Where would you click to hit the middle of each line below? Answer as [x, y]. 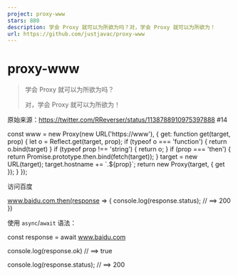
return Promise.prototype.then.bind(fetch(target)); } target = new [103, 156]
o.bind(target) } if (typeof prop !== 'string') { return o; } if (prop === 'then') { [119, 149]
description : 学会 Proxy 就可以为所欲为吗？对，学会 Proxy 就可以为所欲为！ [112, 27]
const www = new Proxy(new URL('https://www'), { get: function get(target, [119, 134]
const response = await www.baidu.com [67, 237]
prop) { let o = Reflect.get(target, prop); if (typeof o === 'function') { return [117, 142]
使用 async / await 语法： [42, 223]
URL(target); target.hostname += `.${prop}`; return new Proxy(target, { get [116, 164]
